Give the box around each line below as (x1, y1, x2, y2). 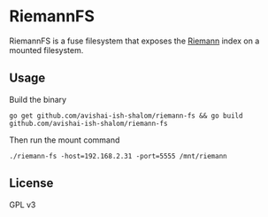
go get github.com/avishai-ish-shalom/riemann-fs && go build (9, 111, 243, 120)
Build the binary (9, 94, 67, 105)
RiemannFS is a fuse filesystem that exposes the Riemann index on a (9, 35, 260, 46)
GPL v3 (9, 199, 36, 210)
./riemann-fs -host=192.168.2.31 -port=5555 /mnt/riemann (9, 151, 227, 160)
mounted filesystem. (9, 44, 84, 55)
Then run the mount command (9, 135, 120, 145)
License (9, 175, 54, 191)
